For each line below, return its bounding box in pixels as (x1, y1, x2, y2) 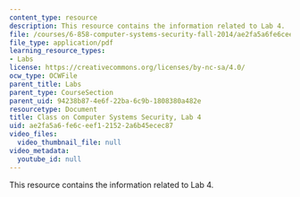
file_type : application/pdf (9, 38, 114, 47)
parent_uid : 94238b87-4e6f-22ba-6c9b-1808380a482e (9, 96, 202, 106)
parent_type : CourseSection (9, 88, 114, 97)
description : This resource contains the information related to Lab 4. (9, 21, 286, 30)
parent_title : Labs (9, 80, 82, 89)
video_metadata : (9, 146, 70, 155)
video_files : (9, 130, 58, 139)
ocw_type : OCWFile (9, 72, 78, 81)
